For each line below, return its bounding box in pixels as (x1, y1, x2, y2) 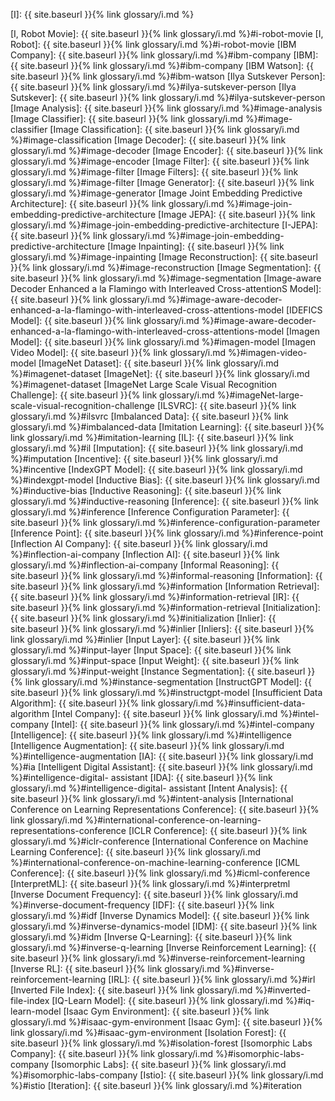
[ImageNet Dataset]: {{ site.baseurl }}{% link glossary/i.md (38, 357, 280, 369)
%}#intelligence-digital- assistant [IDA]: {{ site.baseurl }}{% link (10, 772, 273, 783)
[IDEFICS (285, 304, 323, 316)
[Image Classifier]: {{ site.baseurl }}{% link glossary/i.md (10, 113, 244, 124)
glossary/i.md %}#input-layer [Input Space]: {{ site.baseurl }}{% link (10, 644, 292, 656)
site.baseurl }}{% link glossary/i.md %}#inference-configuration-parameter (10, 517, 321, 528)
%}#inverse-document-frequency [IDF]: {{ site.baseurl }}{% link (10, 899, 275, 911)
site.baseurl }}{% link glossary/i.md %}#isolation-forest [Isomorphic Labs (10, 1037, 313, 1049)
